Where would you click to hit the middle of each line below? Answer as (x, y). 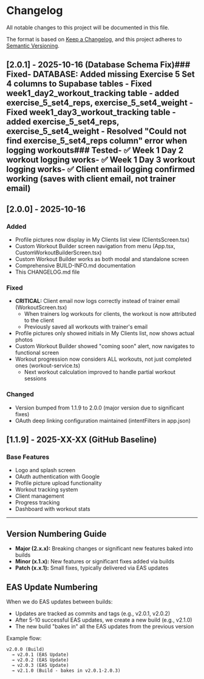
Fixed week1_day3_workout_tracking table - (91, 112)
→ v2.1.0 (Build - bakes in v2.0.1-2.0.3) (66, 670)
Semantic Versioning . (33, 46)
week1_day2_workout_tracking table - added (93, 93)
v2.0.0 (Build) (25, 649)
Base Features (28, 457)
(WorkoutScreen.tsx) (41, 307)
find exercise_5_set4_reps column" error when (97, 141)
